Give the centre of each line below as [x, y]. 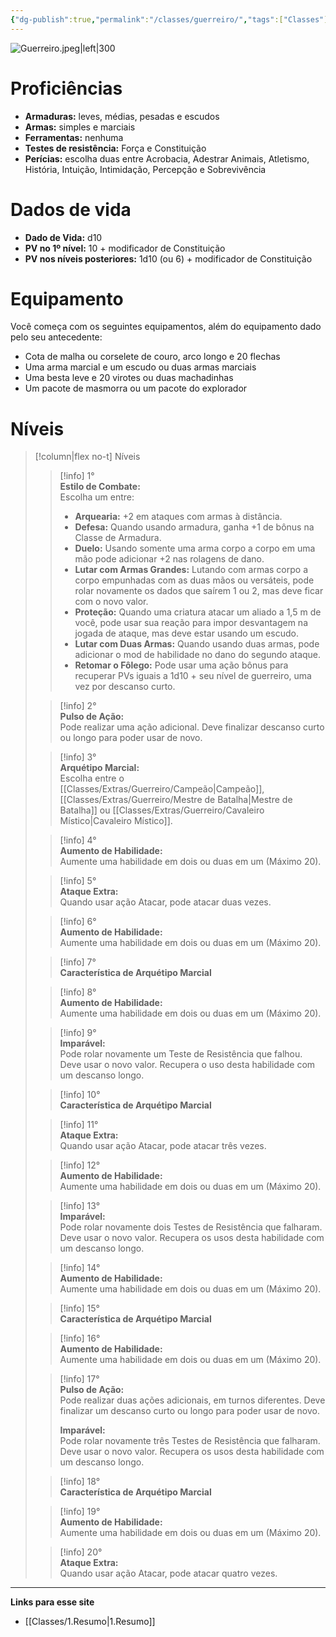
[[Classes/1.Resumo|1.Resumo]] [90, 1622]
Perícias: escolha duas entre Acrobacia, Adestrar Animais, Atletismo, [167, 158]
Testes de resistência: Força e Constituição [115, 148]
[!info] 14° [80, 1268]
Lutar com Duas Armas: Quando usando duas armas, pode [197, 644]
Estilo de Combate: [100, 487]
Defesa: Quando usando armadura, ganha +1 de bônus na [194, 527]
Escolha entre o [92, 778]
